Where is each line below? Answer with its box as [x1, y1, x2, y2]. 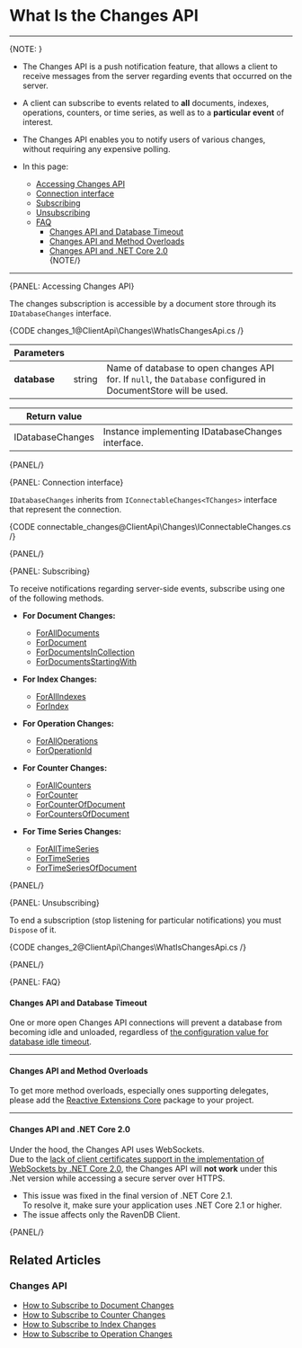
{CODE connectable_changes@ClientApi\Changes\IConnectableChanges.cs [9, 521, 291, 531]
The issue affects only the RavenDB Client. [22, 1209, 181, 1219]
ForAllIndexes [35, 691, 87, 701]
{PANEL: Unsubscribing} [9, 897, 101, 908]
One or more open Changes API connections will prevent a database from [9, 1017, 283, 1028]
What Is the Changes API [9, 5, 200, 26]
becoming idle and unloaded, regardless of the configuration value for [9, 1027, 269, 1038]
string [73, 372, 98, 385]
